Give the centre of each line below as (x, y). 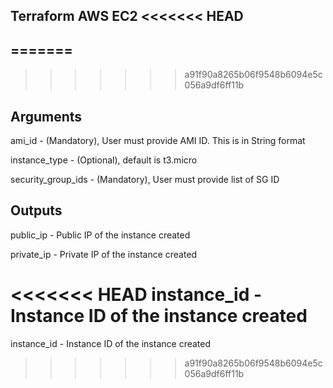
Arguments (46, 116)
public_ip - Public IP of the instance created (100, 235)
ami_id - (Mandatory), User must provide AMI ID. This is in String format (158, 141)
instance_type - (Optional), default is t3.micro (104, 160)
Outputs (36, 210)
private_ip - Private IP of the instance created (104, 254)
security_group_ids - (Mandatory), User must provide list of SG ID (145, 180)
